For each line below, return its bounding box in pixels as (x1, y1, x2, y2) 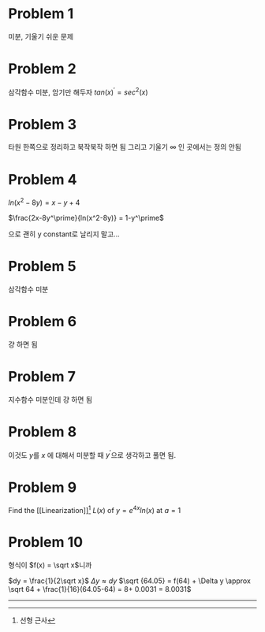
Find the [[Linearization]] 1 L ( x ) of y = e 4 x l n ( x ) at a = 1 (8, 504, 181, 515)
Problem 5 (8, 258, 77, 276)
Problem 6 (8, 313, 77, 331)
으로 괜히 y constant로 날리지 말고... (8, 229, 120, 239)
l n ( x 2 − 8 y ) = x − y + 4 (8, 196, 80, 207)
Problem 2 (8, 60, 77, 78)
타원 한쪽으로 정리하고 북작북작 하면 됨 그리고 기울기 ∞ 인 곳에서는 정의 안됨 (8, 143, 242, 152)
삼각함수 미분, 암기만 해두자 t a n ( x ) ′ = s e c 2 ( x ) (8, 86, 148, 97)
